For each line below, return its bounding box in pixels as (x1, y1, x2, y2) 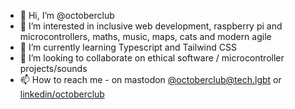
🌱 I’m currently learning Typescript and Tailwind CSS (19, 41, 237, 53)
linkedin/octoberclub (19, 88, 105, 100)
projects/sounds (19, 63, 88, 74)
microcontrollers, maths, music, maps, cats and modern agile (19, 31, 272, 42)
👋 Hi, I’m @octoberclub (19, 10, 115, 21)
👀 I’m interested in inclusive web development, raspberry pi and (19, 20, 283, 32)
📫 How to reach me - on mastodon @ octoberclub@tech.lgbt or (19, 74, 282, 85)
